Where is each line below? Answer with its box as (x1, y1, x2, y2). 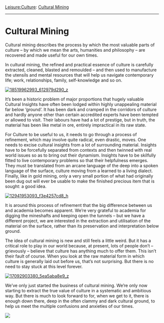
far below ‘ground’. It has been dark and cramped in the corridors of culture (5, 106, 157, 112)
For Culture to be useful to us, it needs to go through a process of (5, 131, 137, 137)
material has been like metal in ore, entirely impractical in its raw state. (5, 122, 146, 128)
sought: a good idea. (5, 183, 47, 189)
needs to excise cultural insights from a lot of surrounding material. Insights (5, 141, 157, 148)
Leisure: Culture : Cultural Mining (5, 4, 69, 10)
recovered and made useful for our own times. (5, 52, 99, 58)
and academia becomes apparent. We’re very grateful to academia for (5, 207, 146, 213)
